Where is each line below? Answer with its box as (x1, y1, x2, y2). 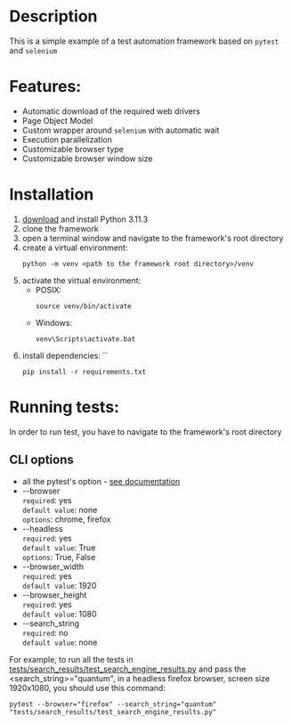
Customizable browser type (21, 143, 125, 154)
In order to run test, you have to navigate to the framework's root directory (9, 426, 282, 437)
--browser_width (21, 561, 85, 572)
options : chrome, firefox (21, 514, 111, 525)
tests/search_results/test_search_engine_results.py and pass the (9, 664, 247, 674)
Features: (9, 77, 82, 97)
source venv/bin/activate (35, 301, 132, 311)
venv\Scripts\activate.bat (35, 334, 136, 344)
